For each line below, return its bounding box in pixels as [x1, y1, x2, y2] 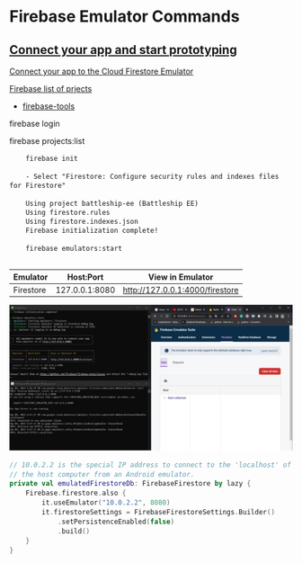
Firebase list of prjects [9, 84, 93, 94]
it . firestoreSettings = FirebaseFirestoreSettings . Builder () [41, 508, 276, 517]
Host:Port [67, 272, 104, 282]
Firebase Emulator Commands [9, 6, 240, 27]
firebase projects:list [9, 136, 85, 146]
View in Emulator [147, 272, 214, 282]
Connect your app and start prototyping [9, 42, 237, 58]
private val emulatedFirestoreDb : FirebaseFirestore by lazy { [9, 479, 252, 488]
